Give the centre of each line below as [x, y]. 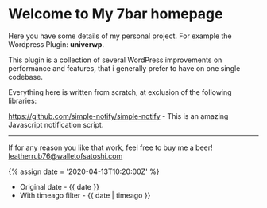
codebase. [26, 77]
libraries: [23, 100]
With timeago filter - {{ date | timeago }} [85, 195]
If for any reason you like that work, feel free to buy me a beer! [110, 147]
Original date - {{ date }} [59, 186]
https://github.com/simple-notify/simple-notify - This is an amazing [118, 116]
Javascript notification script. [56, 124]
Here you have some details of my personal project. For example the [120, 36]
